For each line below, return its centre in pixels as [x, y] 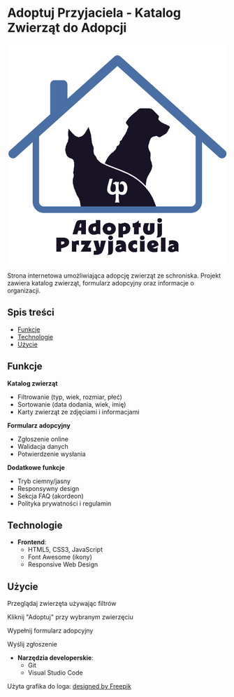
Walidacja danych [43, 446]
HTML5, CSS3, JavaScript [65, 550]
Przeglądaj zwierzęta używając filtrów [62, 604]
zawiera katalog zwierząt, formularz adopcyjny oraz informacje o [101, 283]
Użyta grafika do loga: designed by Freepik [69, 686]
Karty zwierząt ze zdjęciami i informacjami [78, 412]
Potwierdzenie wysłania [51, 454]
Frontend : [32, 542]
